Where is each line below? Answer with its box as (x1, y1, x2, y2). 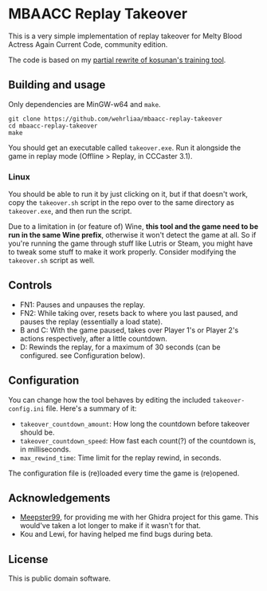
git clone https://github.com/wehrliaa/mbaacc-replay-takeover (8, 115, 223, 123)
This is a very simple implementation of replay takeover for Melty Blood (8, 31, 242, 41)
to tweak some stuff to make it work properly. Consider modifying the (8, 247, 237, 257)
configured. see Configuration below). (19, 350, 146, 360)
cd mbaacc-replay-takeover (8, 121, 98, 130)
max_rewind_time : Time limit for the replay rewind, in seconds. (19, 452, 222, 463)
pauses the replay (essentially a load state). (19, 317, 163, 326)
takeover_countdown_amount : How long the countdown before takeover (19, 419, 250, 428)
